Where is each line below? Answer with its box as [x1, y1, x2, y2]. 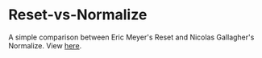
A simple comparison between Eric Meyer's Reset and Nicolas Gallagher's [8, 32, 255, 42]
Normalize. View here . [8, 40, 82, 50]
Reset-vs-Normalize [8, 6, 148, 24]
